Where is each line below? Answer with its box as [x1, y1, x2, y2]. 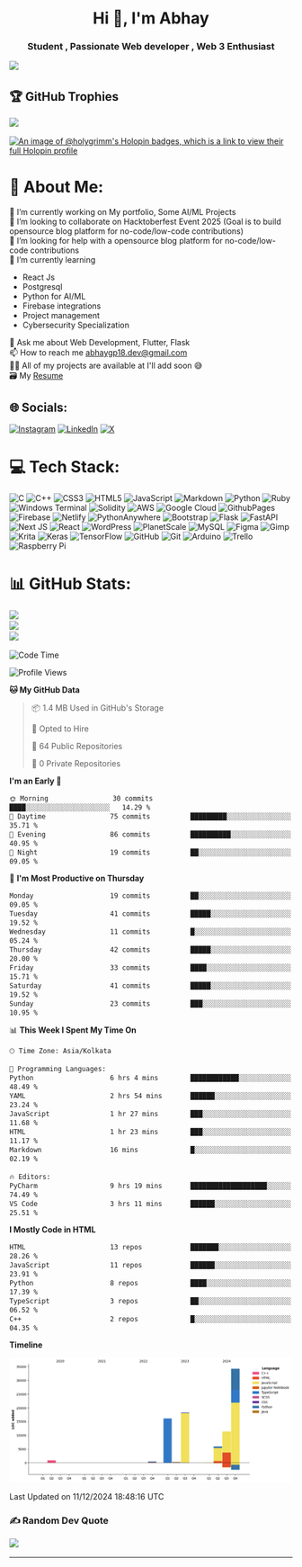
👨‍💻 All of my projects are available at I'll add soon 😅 [9, 360, 203, 372]
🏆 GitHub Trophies [9, 89, 120, 104]
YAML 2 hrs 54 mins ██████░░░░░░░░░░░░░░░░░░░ [9, 1091, 292, 1100]
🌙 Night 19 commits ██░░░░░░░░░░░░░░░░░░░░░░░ [9, 847, 292, 857]
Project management [22, 310, 101, 321]
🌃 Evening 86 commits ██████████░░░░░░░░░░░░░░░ [9, 829, 292, 839]
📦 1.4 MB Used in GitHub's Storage [31, 702, 164, 713]
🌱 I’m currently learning [9, 255, 96, 265]
